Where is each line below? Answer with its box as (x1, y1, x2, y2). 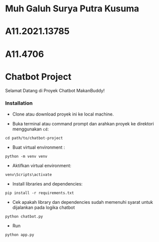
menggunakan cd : (12, 126, 49, 132)
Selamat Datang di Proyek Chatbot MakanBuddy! (5, 87, 105, 93)
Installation (5, 100, 33, 107)
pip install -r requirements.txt (5, 190, 74, 195)
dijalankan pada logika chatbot (12, 204, 75, 210)
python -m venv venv (5, 154, 48, 159)
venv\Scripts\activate (5, 172, 52, 177)
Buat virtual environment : (12, 144, 65, 150)
